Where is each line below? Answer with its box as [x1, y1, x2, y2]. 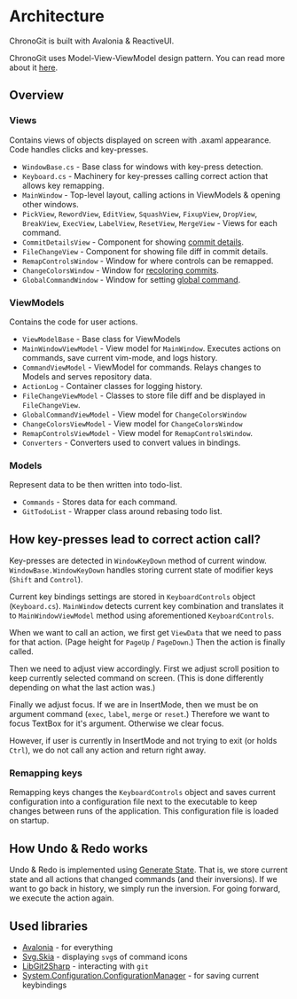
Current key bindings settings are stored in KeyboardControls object [9, 591, 255, 602]
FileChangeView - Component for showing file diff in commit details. [21, 246, 269, 256]
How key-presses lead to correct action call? [9, 532, 262, 547]
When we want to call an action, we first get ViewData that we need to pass [9, 628, 282, 638]
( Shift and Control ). [9, 574, 83, 585]
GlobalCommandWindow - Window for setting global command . [21, 274, 241, 285]
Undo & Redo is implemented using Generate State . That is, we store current [9, 864, 288, 875]
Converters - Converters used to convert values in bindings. [21, 437, 241, 448]
